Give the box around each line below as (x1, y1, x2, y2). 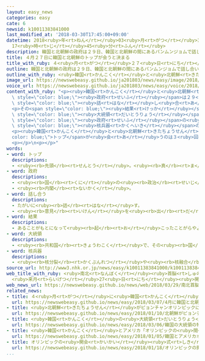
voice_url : (6, 83, 34, 89)
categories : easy (6, 15, 51, 21)
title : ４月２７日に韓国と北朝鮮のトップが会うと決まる (6, 54, 130, 61)
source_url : (6, 265, 37, 271)
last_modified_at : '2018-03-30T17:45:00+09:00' (6, 32, 130, 38)
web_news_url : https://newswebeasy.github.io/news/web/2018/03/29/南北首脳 (6, 282, 200, 288)
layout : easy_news (6, 9, 53, 15)
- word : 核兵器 (6, 248, 42, 254)
